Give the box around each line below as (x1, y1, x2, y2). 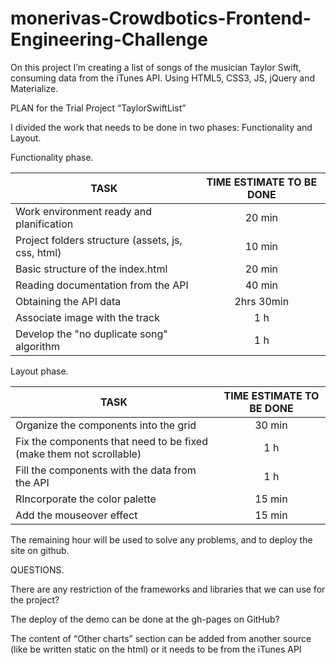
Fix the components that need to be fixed (15, 434, 208, 448)
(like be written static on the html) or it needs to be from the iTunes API (10, 643, 302, 655)
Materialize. (10, 82, 59, 94)
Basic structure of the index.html (15, 262, 168, 276)
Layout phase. (10, 365, 69, 377)
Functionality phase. (10, 151, 94, 163)
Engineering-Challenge (10, 28, 208, 51)
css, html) (15, 245, 62, 259)
